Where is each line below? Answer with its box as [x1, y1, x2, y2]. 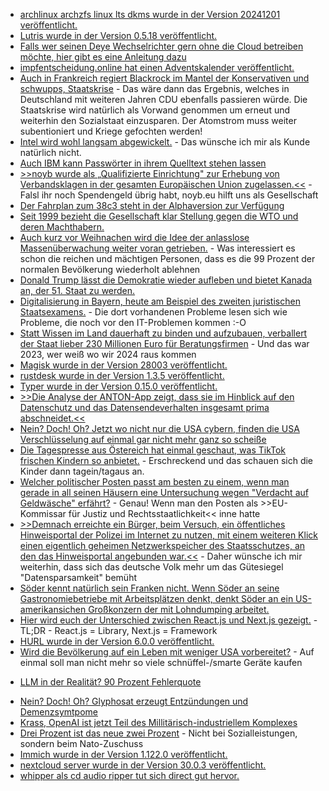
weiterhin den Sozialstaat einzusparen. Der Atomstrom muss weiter [19, 115, 297, 126]
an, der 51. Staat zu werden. [19, 285, 136, 296]
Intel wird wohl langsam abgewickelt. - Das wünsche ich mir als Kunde [19, 136, 311, 148]
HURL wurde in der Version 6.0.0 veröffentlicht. [19, 635, 215, 647]
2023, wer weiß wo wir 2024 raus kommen [19, 349, 197, 360]
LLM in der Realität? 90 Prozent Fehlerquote [19, 676, 202, 688]
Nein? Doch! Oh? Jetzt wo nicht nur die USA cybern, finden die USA [19, 423, 300, 434]
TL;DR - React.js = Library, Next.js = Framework [19, 625, 218, 636]
